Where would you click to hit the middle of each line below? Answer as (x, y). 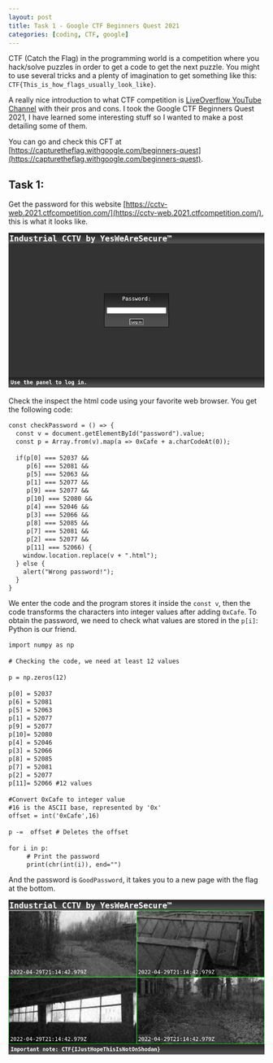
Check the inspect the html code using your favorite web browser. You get (133, 401)
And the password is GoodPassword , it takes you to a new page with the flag (133, 880)
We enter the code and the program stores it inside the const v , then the (130, 603)
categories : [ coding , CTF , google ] (69, 34)
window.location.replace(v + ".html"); (91, 556)
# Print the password (63, 857)
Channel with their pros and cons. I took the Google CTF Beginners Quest (131, 109)
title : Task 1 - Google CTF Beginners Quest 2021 (94, 26)
